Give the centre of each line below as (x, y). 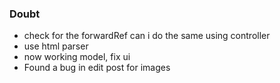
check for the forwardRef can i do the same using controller (147, 36)
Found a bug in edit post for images (97, 68)
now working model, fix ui (77, 57)
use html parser (56, 46)
